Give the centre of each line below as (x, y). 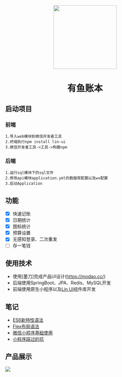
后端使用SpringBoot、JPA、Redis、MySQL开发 (62, 283)
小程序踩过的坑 (28, 339)
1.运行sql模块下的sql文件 (30, 173)
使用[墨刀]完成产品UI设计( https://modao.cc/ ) (59, 277)
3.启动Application (24, 184)
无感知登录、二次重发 (35, 239)
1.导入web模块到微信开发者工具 (34, 136)
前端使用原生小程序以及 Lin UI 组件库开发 (54, 289)
